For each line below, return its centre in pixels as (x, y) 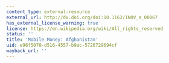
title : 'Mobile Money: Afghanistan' (52, 40)
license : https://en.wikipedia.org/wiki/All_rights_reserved (85, 28)
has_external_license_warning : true (52, 23)
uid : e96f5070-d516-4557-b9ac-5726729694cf (62, 46)
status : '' (20, 34)
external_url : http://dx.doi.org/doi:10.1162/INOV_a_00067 (82, 17)
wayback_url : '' (27, 51)
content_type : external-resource (48, 12)
